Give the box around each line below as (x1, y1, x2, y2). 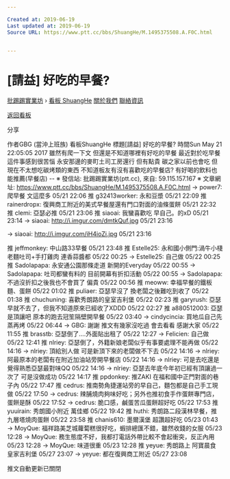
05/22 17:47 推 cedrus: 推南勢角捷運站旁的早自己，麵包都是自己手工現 (20, 382, 218, 390)
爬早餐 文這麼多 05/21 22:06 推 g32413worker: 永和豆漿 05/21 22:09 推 (7, 191, 207, 200)
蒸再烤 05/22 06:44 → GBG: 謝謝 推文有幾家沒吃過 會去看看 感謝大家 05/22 (7, 321, 220, 329)
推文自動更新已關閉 (7, 465, 62, 473)
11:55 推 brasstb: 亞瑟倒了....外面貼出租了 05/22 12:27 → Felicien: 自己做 (7, 330, 209, 338)
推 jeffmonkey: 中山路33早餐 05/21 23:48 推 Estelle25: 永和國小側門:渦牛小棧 (7, 244, 223, 253)
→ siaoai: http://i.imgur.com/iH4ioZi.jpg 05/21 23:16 (7, 230, 152, 238)
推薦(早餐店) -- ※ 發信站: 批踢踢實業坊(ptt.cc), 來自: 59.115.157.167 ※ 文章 (12, 174, 216, 183)
